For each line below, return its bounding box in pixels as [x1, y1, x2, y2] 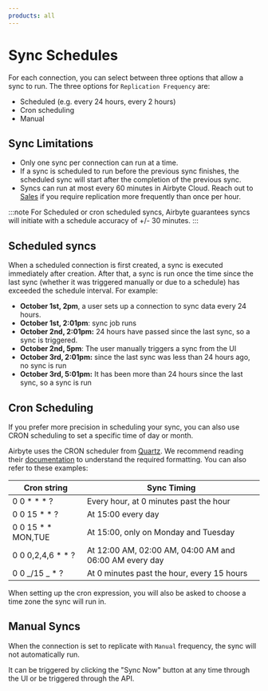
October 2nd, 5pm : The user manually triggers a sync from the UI [19, 344, 237, 353]
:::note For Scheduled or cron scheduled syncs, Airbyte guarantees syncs [8, 207, 250, 217]
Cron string [23, 482, 68, 493]
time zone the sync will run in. [8, 597, 107, 606]
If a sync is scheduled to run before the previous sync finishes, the [19, 166, 239, 176]
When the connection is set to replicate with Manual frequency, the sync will [8, 641, 257, 650]
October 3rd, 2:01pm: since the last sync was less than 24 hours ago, [19, 353, 250, 362]
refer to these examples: [8, 463, 89, 473]
